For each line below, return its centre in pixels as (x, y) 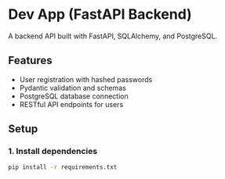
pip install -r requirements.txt (63, 167)
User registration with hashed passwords (86, 79)
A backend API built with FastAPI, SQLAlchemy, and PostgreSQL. (113, 36)
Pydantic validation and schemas (73, 88)
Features (30, 61)
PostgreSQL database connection (74, 96)
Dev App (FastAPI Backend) (100, 14)
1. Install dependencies (53, 152)
